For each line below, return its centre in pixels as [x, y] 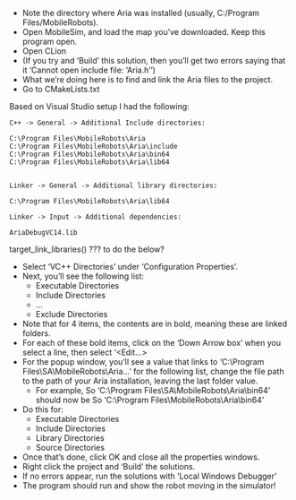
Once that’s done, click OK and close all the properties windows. [141, 457]
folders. [36, 333]
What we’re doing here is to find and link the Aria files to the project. [148, 79]
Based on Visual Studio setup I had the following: [99, 106]
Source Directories [70, 448]
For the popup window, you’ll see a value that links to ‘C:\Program [143, 362]
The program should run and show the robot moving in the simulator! [149, 486]
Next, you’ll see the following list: [83, 276]
